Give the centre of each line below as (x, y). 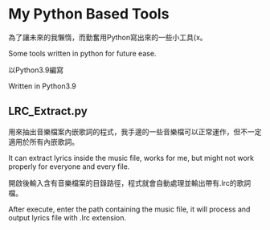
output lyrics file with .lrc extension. (67, 217)
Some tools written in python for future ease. (82, 53)
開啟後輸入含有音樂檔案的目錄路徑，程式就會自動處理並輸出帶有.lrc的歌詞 (130, 183)
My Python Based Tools (89, 14)
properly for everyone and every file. (69, 166)
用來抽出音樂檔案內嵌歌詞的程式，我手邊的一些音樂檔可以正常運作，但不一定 (135, 131)
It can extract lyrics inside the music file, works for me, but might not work (131, 158)
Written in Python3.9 (42, 86)
